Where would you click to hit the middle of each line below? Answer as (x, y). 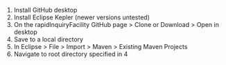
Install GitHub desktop (45, 10)
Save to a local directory (49, 39)
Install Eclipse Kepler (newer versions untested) (82, 17)
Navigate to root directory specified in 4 (71, 54)
